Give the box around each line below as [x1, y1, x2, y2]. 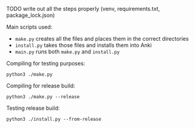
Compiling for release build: [6, 82, 76, 89]
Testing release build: [6, 104, 60, 112]
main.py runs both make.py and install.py [15, 48, 120, 55]
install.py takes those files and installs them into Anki [15, 42, 152, 49]
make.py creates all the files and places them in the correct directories [15, 35, 189, 42]
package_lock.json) [6, 12, 55, 19]
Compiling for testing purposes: [6, 60, 85, 67]
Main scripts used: [6, 24, 53, 30]
